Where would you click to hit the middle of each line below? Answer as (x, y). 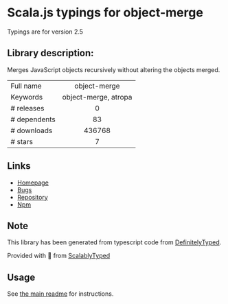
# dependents (33, 119)
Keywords (27, 97)
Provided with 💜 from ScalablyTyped (59, 256)
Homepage (33, 183)
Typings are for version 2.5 (45, 32)
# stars (22, 141)
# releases (27, 108)
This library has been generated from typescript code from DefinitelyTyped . (114, 242)
